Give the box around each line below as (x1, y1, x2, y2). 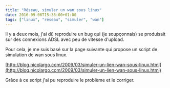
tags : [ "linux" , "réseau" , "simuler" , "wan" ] (5, 17, 104, 22)
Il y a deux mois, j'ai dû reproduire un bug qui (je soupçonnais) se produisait (5, 31, 166, 37)
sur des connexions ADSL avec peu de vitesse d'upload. (5, 36, 124, 42)
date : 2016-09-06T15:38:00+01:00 (5, 12, 77, 17)
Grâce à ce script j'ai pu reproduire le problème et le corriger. (5, 77, 135, 83)
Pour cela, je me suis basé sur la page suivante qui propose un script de (5, 47, 158, 53)
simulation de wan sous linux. (5, 52, 68, 58)
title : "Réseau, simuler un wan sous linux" (5, 7, 102, 13)
